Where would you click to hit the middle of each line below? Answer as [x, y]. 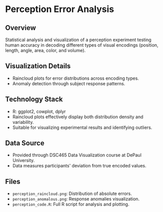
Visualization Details [38, 66]
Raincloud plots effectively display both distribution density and [78, 117]
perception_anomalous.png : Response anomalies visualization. [76, 199]
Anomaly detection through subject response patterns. [69, 83]
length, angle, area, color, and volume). [45, 50]
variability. [23, 122]
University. [23, 160]
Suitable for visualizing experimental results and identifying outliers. [82, 127]
